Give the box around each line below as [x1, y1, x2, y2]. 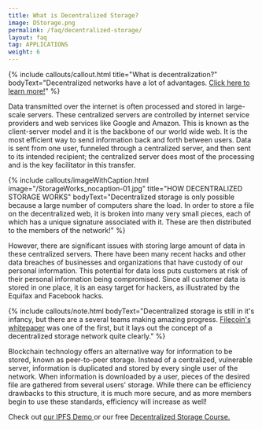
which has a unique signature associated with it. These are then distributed [8, 217, 252, 227]
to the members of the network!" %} [8, 226, 126, 235]
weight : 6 [8, 48, 41, 56]
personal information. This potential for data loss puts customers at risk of [8, 266, 249, 276]
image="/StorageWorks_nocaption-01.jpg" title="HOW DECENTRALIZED [8, 184, 242, 193]
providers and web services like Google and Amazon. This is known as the [8, 119, 249, 128]
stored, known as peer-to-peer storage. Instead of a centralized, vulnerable [8, 355, 253, 364]
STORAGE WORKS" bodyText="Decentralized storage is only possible [8, 192, 234, 202]
